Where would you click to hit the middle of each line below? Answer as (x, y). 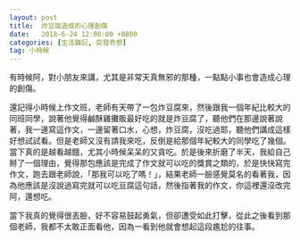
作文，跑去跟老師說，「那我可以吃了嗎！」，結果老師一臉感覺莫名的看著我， (146, 174)
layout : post (33, 17)
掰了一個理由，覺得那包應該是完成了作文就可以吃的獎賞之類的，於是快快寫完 (150, 163)
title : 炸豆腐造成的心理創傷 (59, 26)
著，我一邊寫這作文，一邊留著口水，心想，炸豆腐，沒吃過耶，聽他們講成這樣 (150, 129)
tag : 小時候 (29, 51)
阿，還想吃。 (33, 196)
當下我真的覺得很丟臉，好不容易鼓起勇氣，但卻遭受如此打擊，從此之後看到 (146, 216)
